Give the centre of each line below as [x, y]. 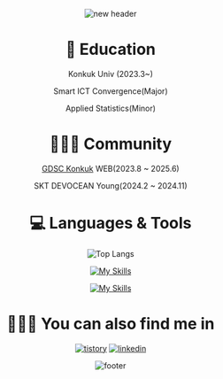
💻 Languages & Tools [111, 224]
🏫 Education [111, 50]
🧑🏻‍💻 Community [111, 144]
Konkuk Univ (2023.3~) [111, 73]
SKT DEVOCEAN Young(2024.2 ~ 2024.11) [111, 185]
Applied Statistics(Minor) [111, 108]
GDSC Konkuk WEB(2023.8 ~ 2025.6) [111, 168]
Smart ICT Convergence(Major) [111, 91]
